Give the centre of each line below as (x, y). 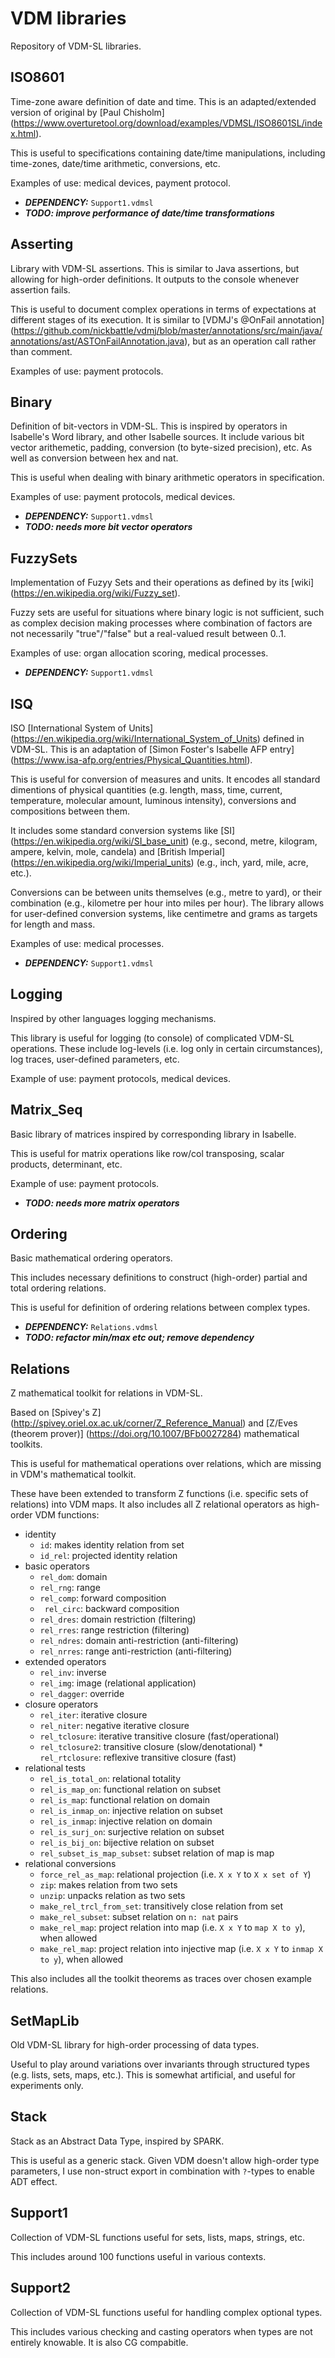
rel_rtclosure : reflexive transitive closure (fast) (138, 1758)
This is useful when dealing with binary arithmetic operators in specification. (167, 478)
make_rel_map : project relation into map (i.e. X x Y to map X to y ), (172, 1928)
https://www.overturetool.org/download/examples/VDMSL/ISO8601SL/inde (168, 123)
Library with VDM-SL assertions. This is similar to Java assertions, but (155, 268)
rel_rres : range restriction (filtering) (114, 1630)
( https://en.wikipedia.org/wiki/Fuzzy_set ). (95, 593)
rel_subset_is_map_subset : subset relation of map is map (157, 1853)
